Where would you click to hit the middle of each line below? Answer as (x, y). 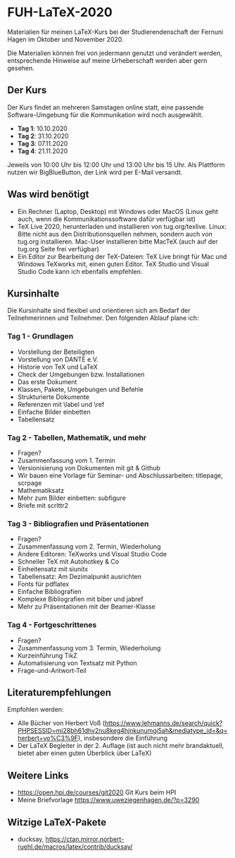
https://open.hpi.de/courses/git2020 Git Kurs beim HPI (97, 792)
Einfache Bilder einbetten (54, 412)
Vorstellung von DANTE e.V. (58, 359)
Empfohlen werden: (36, 710)
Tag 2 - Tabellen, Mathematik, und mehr (77, 437)
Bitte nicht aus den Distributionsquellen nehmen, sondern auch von (115, 234)
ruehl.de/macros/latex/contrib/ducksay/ (75, 847)
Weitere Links (38, 775)
